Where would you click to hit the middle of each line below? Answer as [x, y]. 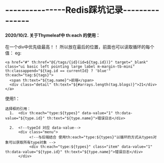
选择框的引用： [18, 109]
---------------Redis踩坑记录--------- [82, 10]
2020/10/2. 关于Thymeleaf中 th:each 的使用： [53, 35]
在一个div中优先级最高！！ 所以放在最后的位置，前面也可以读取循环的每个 [80, 47]
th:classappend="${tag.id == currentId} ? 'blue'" [58, 71]
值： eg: [13, 53]
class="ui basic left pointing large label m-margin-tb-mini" [70, 67]
